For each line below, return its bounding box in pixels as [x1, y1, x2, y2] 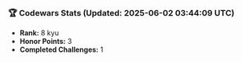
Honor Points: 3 [19, 37, 72, 46]
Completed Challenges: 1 [19, 45, 104, 54]
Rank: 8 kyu [19, 28, 59, 38]
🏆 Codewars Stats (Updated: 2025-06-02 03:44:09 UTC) [8, 7, 235, 18]
